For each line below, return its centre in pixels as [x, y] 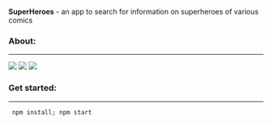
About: [22, 41]
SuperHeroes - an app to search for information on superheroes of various [134, 12]
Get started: [32, 88]
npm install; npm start [52, 112]
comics [21, 20]
